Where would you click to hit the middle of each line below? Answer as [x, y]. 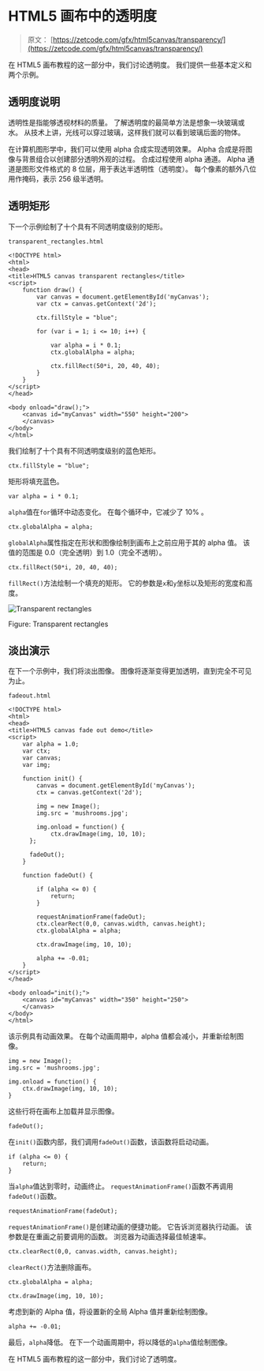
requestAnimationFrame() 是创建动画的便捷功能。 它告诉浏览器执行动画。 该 [130, 1227]
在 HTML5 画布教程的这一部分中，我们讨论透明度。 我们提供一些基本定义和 [130, 65]
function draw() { [52, 290]
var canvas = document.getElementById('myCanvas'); [123, 297]
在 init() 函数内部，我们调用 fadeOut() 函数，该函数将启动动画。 [111, 1142]
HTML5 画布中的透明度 [83, 16]
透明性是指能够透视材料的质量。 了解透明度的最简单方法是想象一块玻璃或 [126, 122]
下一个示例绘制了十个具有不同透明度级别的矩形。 [87, 227]
